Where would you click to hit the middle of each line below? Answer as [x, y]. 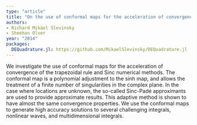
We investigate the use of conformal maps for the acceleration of [84, 66]
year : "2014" [22, 39]
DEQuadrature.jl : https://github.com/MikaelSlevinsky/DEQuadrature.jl [99, 50]
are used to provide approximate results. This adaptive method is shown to [96, 97]
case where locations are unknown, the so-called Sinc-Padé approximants [96, 91]
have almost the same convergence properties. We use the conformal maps [98, 103]
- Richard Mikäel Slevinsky [40, 28]
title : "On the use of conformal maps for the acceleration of [85, 17]
